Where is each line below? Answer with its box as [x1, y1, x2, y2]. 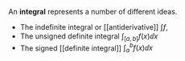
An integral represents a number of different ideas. [8, 7, 178, 16]
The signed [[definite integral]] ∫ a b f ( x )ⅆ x [19, 42, 153, 55]
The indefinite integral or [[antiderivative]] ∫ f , [19, 22, 168, 31]
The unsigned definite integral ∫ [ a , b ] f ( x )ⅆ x [19, 31, 158, 43]
